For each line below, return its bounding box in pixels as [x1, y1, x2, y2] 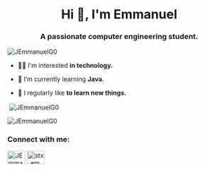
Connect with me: [7, 134, 70, 144]
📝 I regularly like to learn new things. [17, 88, 126, 98]
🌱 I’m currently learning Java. [17, 75, 104, 83]
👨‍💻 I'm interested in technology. [17, 61, 113, 70]
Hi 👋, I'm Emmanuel [61, 6, 177, 23]
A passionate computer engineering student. [40, 32, 199, 42]
